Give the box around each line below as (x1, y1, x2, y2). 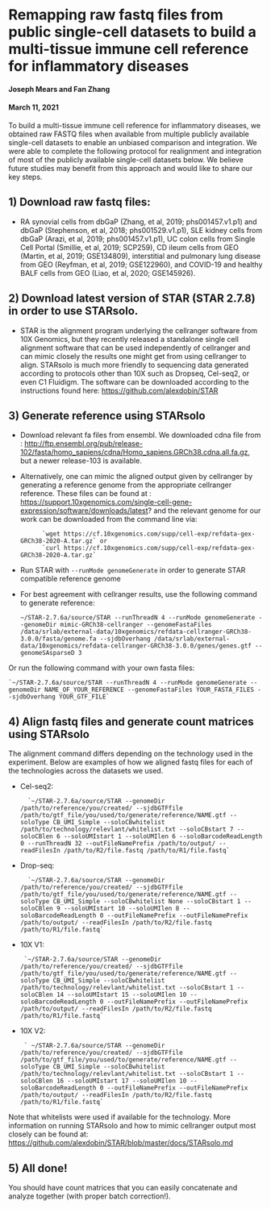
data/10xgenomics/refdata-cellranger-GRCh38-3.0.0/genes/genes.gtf (19, 642, 252, 650)
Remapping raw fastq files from (8, 6, 223, 24)
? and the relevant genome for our (148, 506, 261, 515)
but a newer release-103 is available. (19, 456, 143, 465)
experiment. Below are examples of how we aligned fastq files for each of (8, 757, 253, 767)
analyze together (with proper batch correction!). (8, 1191, 171, 1201)
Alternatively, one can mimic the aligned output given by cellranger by (19, 472, 253, 482)
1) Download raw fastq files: (8, 195, 151, 209)
